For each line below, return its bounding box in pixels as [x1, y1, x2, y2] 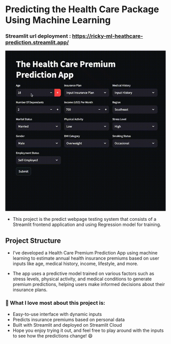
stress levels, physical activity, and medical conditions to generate [12, 276, 152, 282]
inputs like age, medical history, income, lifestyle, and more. [12, 261, 138, 267]
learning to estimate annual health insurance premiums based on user [12, 255, 159, 262]
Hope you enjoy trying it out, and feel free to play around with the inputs [12, 327, 164, 333]
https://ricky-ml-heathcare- [72, 33, 144, 40]
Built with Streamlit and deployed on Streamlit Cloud [12, 322, 122, 328]
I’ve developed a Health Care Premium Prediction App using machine [12, 250, 158, 256]
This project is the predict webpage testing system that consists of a [12, 216, 157, 222]
